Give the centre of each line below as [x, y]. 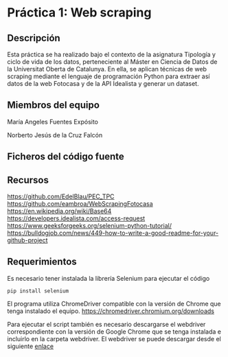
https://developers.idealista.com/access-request [76, 218]
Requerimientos [42, 262]
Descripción [34, 38]
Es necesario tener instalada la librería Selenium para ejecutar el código [109, 278]
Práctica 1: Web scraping [79, 13]
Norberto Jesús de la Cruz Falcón [55, 135]
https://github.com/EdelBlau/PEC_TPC [61, 196]
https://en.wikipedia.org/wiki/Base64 [59, 211]
